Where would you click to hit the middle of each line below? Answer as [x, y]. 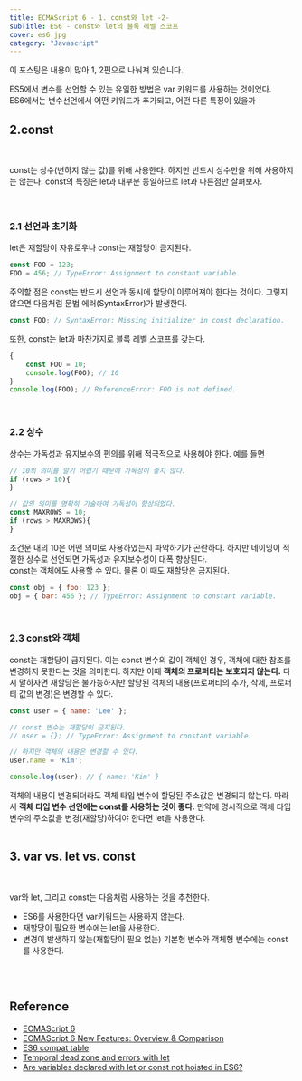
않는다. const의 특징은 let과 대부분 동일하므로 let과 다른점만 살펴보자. [141, 181]
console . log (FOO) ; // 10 [72, 372]
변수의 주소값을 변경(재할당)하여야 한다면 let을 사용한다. [108, 818]
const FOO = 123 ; [42, 265]
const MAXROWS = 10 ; [48, 513]
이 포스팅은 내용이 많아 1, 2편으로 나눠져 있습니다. [96, 70]
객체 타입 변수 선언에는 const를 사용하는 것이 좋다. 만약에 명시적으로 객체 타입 [155, 806]
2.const [32, 129]
